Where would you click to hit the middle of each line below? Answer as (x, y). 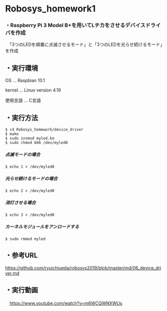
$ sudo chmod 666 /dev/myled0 (37, 143)
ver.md (12, 273)
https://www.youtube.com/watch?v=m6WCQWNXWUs (66, 303)
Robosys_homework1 (50, 9)
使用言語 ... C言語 (23, 100)
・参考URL (22, 255)
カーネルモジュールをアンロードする (42, 226)
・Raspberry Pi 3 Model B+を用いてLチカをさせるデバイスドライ (83, 25)
